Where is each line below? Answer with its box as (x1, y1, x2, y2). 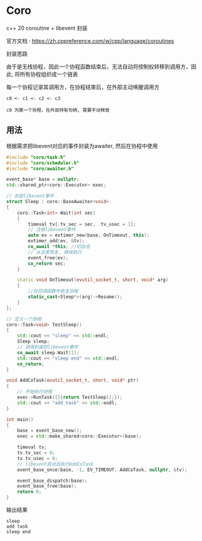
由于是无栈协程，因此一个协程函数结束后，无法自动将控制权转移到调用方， (6, 63, 191, 70)
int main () (6, 416, 34, 423)
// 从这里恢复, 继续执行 (28, 249, 83, 255)
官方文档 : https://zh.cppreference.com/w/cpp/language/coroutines (6, 37, 174, 44)
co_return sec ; (28, 261, 66, 267)
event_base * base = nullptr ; (6, 177, 80, 183)
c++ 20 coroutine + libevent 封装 (6, 24, 88, 31)
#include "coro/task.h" (6, 154, 66, 160)
